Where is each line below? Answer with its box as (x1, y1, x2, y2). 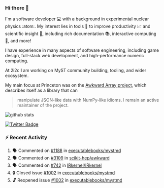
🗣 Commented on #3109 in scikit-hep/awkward (12, 155, 110, 161)
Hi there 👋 (5, 4, 30, 11)
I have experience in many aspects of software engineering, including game (5, 47, 159, 53)
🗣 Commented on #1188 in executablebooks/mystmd (12, 148, 121, 153)
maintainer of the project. (17, 102, 69, 108)
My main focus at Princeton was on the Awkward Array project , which (5, 82, 147, 88)
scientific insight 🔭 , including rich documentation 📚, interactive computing (5, 31, 157, 37)
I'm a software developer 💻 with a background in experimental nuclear (5, 16, 149, 22)
